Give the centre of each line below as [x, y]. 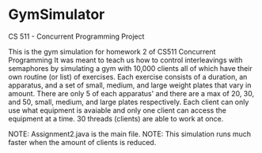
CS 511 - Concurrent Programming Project [76, 36]
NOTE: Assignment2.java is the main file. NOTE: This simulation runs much [130, 134]
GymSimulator [57, 15]
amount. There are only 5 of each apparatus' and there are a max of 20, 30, [131, 93]
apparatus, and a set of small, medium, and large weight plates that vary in [130, 85]
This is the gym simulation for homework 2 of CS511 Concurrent [112, 51]
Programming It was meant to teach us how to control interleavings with [125, 60]
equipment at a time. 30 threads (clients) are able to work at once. [116, 118]
